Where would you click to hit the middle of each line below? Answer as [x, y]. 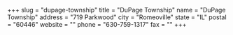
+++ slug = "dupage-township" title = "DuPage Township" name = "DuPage [116, 10]
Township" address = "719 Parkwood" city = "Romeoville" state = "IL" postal [117, 17]
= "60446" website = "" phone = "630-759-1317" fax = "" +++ [97, 24]
